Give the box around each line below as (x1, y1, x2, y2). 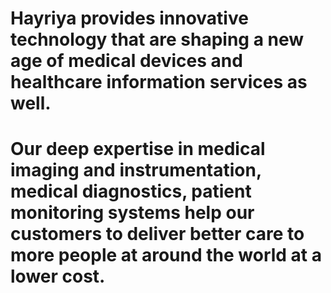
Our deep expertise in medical (10, 138, 266, 161)
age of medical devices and (10, 50, 243, 72)
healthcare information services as (10, 71, 308, 94)
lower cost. (10, 265, 106, 288)
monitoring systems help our (10, 202, 255, 224)
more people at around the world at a (10, 244, 322, 267)
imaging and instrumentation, (10, 159, 262, 182)
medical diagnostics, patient (10, 180, 252, 203)
